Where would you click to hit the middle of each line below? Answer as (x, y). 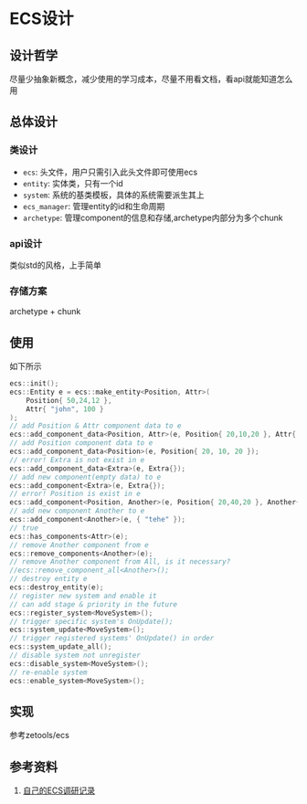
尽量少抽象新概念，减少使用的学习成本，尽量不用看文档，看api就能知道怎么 (151, 79)
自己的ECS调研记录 (59, 790)
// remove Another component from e (79, 545)
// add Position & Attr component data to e (95, 426)
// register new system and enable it (83, 596)
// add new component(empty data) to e (85, 477)
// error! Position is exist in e (75, 494)
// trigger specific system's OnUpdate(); (91, 621)
